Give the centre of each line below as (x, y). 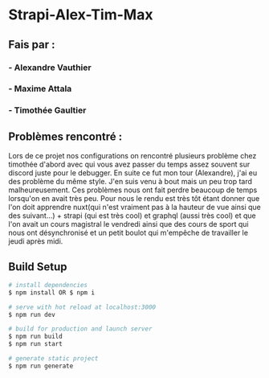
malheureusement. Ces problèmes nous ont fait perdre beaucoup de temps (133, 190)
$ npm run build (35, 337)
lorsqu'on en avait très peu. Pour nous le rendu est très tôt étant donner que (134, 199)
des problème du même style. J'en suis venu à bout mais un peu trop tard (130, 182)
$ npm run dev (32, 314)
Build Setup (38, 267)
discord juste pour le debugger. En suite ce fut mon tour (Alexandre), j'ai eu (133, 173)
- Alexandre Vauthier (50, 68)
